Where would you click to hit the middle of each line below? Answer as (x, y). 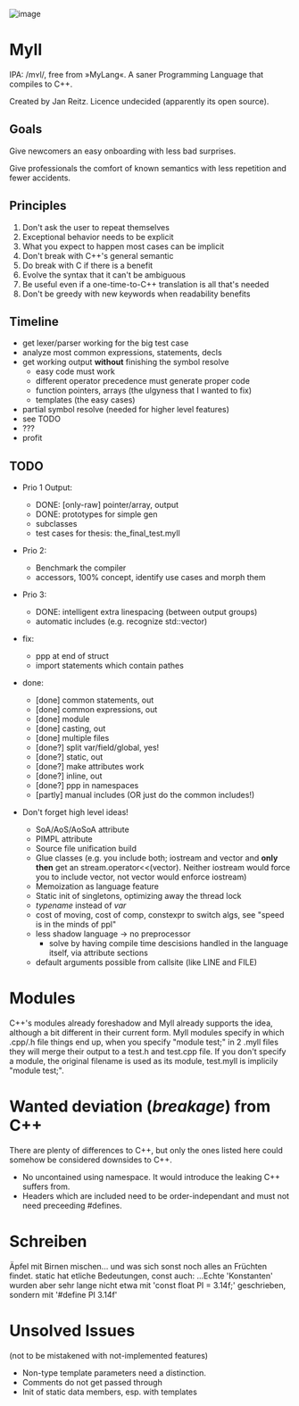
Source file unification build (86, 849)
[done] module (62, 720)
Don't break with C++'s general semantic (98, 255)
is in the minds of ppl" (76, 925)
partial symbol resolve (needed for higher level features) (126, 410)
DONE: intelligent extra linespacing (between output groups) (146, 612)
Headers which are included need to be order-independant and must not (156, 1196)
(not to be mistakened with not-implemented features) (108, 1355)
